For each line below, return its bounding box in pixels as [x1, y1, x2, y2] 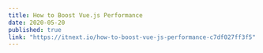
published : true [8, 26, 62, 34]
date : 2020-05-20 [8, 19, 66, 26]
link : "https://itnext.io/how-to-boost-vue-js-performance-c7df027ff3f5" [8, 33, 257, 41]
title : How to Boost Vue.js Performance [8, 11, 144, 19]
